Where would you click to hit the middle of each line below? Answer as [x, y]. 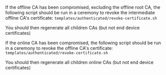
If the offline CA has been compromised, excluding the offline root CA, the [83, 7]
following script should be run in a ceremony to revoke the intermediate [80, 13]
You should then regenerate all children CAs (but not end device [73, 28]
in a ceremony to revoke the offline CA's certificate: [59, 48]
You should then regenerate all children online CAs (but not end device [79, 62]
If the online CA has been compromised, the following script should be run [83, 43]
